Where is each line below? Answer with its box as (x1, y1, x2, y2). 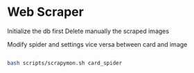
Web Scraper (7, 4, 85, 20)
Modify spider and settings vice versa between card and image (7, 40, 188, 48)
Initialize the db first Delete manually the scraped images (7, 27, 170, 35)
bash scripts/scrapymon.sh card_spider (7, 59, 123, 66)
